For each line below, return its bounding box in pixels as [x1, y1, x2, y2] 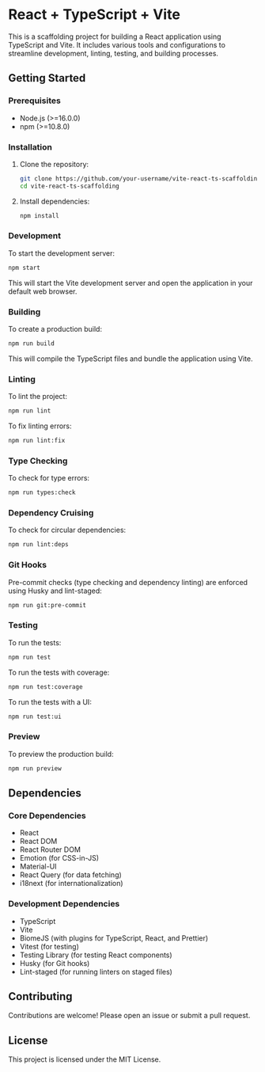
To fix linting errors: [8, 421, 73, 431]
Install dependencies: [19, 196, 90, 206]
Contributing [8, 990, 73, 1003]
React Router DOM [19, 845, 81, 854]
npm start [8, 264, 41, 272]
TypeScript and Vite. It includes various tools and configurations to [8, 40, 225, 49]
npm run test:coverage [8, 682, 83, 690]
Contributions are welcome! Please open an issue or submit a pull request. [8, 1011, 251, 1021]
